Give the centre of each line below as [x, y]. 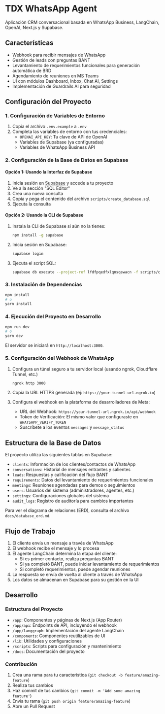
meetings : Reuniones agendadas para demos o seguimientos [74, 485]
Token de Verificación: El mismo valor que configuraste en [79, 417]
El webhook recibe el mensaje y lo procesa [56, 548]
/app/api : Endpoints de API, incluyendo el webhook [65, 625]
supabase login [28, 254]
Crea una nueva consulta [37, 193]
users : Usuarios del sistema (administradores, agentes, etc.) [73, 490]
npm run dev [17, 327]
